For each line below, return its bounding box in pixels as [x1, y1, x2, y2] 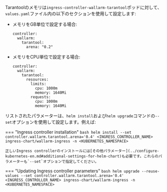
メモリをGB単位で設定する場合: [12, 22, 77, 27]
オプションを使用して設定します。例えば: [11, 119, 96, 125]
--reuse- [141, 169, 160, 174]
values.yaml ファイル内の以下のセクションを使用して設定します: [5, 11, 136, 17]
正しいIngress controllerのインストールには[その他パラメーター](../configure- [5, 148, 159, 153]
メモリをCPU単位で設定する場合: [12, 54, 80, 60]
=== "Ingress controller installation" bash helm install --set [5, 129, 131, 135]
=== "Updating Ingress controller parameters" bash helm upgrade [5, 168, 140, 174]
